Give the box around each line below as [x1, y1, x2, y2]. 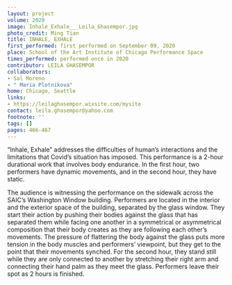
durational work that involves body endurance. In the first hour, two [7, 161, 200, 169]
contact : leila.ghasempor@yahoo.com [7, 107, 113, 114]
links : [7, 95, 26, 101]
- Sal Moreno [7, 74, 45, 82]
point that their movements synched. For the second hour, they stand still [7, 247, 217, 256]
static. [7, 175, 25, 184]
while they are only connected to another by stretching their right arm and [7, 255, 219, 263]
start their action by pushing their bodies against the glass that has [7, 211, 198, 219]
